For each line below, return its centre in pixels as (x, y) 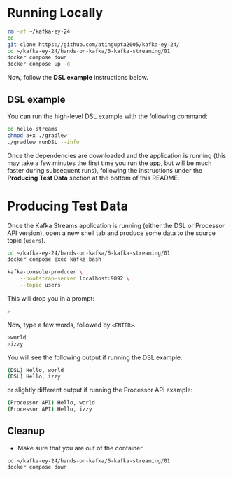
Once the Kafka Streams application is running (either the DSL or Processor (116, 225)
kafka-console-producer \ (45, 272)
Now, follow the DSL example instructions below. (78, 78)
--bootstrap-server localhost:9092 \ (75, 279)
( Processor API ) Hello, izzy (50, 410)
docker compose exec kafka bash (54, 259)
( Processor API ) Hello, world (51, 403)
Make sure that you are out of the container (80, 448)
